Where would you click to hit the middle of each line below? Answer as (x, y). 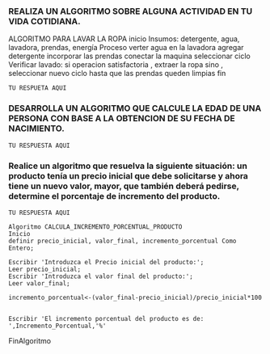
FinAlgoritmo (30, 340)
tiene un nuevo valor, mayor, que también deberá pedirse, (124, 186)
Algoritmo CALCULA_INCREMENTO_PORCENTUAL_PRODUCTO (95, 227)
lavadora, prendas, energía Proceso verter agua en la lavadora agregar (126, 48)
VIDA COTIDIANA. (44, 21)
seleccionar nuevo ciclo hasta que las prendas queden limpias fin (117, 74)
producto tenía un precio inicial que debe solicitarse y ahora (129, 175)
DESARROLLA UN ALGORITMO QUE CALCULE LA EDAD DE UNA (135, 108)
